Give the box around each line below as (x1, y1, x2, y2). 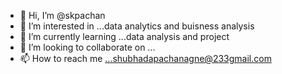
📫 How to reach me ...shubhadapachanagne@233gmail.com (19, 53, 272, 64)
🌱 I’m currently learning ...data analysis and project (19, 31, 230, 42)
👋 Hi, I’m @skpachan (19, 10, 106, 21)
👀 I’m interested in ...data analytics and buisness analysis (19, 20, 255, 32)
